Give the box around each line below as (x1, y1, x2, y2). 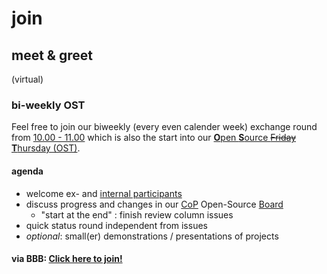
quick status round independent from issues (25, 219, 208, 231)
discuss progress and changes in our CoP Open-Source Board (25, 198, 284, 210)
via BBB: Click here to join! (11, 253, 123, 265)
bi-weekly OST (11, 98, 86, 112)
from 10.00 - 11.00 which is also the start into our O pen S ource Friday (11, 132, 297, 144)
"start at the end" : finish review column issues (40, 208, 234, 221)
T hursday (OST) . (11, 142, 81, 154)
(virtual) (11, 73, 44, 85)
